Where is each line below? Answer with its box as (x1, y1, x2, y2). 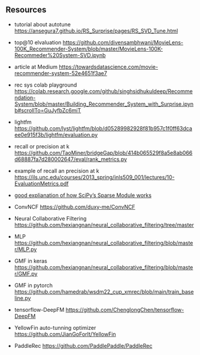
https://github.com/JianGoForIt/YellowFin (14, 330, 116, 338)
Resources (5, 5, 47, 15)
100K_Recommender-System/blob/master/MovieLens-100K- (14, 45, 163, 52)
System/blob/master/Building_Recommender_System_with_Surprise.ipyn (14, 100, 194, 108)
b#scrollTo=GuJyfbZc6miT (14, 106, 81, 114)
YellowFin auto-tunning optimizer (14, 324, 96, 331)
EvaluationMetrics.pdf (14, 180, 69, 187)
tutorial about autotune (14, 20, 71, 28)
